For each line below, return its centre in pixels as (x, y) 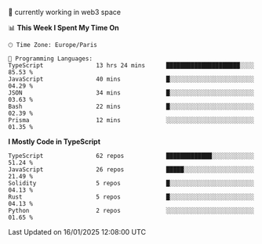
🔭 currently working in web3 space (65, 12)
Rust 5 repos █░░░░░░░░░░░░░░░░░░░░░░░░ (131, 197)
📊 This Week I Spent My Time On (64, 28)
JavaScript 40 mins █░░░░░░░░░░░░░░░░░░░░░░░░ (131, 79)
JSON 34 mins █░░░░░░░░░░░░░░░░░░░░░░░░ (131, 93)
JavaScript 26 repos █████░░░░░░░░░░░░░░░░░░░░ (131, 170)
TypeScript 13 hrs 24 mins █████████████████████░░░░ (131, 66)
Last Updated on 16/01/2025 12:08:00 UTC (77, 232)
